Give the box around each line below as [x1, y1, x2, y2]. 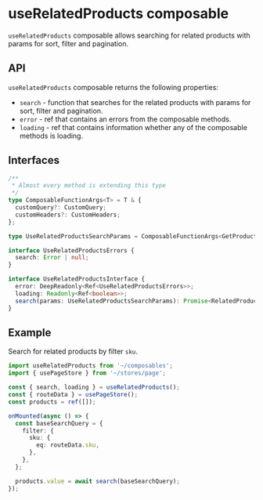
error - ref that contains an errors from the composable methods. [19, 114, 232, 124]
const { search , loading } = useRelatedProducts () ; [8, 383, 180, 392]
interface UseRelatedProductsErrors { [8, 246, 135, 255]
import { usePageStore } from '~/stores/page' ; [8, 369, 167, 377]
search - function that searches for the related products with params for [19, 97, 251, 107]
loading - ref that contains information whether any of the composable [19, 122, 248, 132]
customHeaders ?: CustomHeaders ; [15, 211, 121, 219]
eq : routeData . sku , [36, 441, 100, 449]
